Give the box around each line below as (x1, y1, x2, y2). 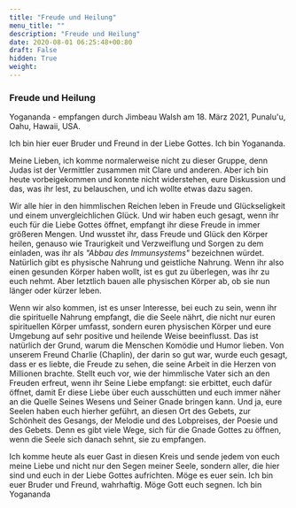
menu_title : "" (9, 21, 66, 30)
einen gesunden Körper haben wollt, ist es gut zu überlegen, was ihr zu (9, 266, 270, 277)
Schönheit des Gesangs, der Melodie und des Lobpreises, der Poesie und (9, 415, 278, 426)
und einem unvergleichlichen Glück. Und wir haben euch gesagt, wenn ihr (9, 210, 279, 221)
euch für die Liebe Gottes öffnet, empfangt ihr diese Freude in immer (9, 219, 261, 230)
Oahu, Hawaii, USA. (9, 121, 82, 132)
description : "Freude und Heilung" (9, 29, 141, 38)
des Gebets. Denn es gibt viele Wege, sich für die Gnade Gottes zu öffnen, (9, 425, 282, 435)
